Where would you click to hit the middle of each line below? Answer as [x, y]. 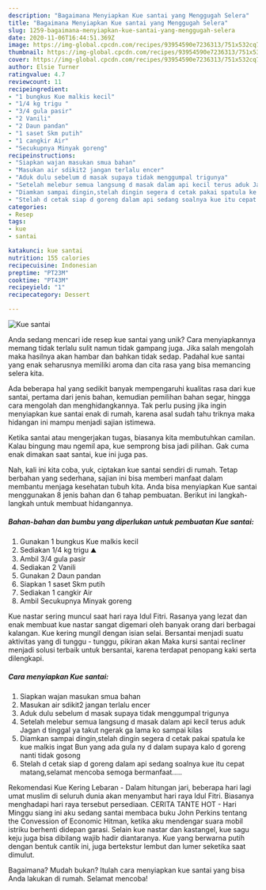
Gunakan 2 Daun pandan [60, 576]
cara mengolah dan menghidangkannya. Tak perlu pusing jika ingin [118, 405]
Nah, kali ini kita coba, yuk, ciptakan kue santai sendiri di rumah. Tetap [123, 470]
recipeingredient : [38, 89]
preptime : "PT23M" [38, 273]
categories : [28, 207]
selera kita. [26, 373]
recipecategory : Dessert [49, 295]
